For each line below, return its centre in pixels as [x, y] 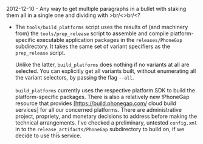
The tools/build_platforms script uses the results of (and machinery [101, 27]
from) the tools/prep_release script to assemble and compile [92, 33]
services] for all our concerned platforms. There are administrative [98, 110]
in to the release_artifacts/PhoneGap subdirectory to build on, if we [100, 129]
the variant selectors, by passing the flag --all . [74, 77]
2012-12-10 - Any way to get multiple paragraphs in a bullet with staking [96, 9]
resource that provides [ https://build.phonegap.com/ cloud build [95, 103]
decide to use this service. [48, 135]
